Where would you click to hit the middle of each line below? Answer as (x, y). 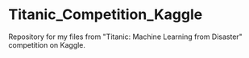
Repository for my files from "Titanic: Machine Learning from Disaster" (126, 37)
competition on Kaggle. (47, 44)
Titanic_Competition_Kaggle (106, 15)
